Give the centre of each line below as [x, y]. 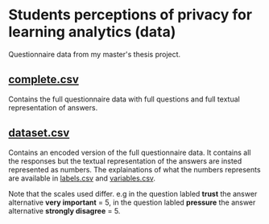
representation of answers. [53, 107]
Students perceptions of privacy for [130, 15]
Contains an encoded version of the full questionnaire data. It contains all [130, 152]
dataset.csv [39, 133]
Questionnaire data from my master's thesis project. [95, 54]
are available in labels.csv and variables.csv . [82, 178]
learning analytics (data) [92, 32]
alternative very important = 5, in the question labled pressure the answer [132, 202]
